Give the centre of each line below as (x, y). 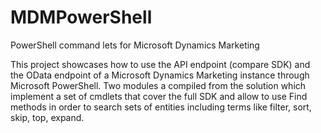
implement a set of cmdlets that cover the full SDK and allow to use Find (159, 96)
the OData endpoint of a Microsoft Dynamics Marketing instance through (160, 75)
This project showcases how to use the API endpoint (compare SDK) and (160, 64)
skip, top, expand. (47, 117)
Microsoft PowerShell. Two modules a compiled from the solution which (158, 85)
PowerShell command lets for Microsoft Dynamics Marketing (135, 45)
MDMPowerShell (81, 17)
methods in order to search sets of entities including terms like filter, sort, (161, 107)
